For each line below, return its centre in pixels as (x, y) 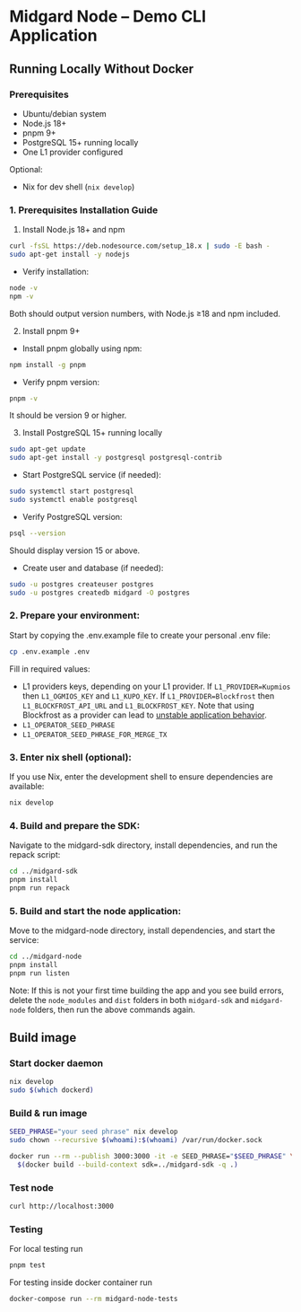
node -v (24, 288)
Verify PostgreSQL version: (72, 516)
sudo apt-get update (48, 449)
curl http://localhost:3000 (62, 1206)
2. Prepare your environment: (75, 615)
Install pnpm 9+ (51, 330)
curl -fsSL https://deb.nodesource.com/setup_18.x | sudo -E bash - (140, 246)
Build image (43, 1038)
